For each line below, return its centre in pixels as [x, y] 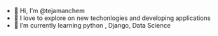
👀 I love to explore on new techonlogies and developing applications [112, 18]
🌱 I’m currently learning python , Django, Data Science [92, 25]
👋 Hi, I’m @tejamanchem [49, 11]
